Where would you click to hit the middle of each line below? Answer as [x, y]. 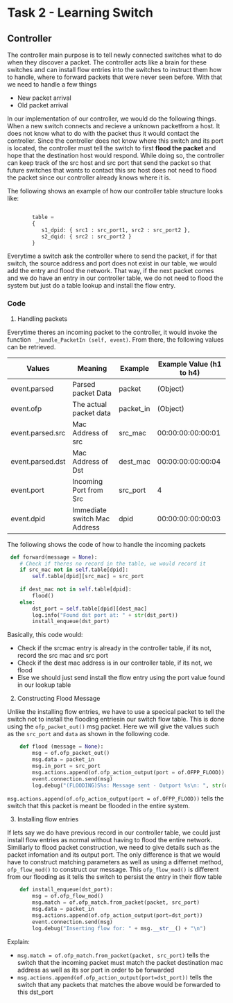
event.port [27, 490]
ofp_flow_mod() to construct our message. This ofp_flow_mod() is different [113, 870]
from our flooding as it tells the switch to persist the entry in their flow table [115, 877]
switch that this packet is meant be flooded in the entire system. [99, 806]
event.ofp [26, 408]
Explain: [18, 941]
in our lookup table [44, 685]
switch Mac [91, 518]
